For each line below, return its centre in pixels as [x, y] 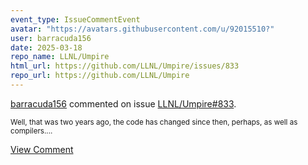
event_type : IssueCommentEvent [75, 19]
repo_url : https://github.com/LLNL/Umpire [100, 76]
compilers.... [31, 131]
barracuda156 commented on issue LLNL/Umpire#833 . [123, 103]
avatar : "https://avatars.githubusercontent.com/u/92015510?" [142, 29]
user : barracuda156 [51, 38]
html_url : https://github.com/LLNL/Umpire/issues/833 [125, 66]
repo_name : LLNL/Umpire [60, 57]
